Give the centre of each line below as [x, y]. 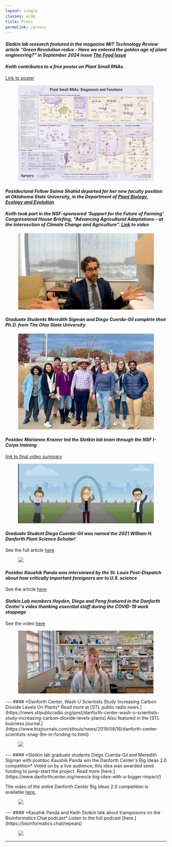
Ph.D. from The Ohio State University [46, 325]
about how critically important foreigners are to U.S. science [71, 578]
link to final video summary [34, 456]
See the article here [26, 589]
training [28, 445]
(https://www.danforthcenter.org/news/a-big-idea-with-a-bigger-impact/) [83, 777]
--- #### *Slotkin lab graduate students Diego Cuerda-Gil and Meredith [81, 755]
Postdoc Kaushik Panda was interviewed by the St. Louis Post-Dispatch [83, 572]
